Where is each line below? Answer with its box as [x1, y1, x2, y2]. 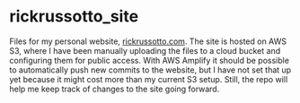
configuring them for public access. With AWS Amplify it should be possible [9, 55, 290, 65]
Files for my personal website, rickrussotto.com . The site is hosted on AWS [9, 36, 287, 47]
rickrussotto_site [9, 6, 139, 27]
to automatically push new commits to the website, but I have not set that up [9, 64, 292, 75]
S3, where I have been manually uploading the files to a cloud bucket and [9, 45, 281, 56]
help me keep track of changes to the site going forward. [9, 83, 220, 94]
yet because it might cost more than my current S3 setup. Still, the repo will [9, 73, 288, 84]
